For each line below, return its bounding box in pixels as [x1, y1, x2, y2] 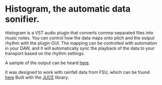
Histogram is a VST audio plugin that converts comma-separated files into [5, 30, 154, 35]
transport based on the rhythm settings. [5, 50, 85, 56]
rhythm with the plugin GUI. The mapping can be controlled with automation [5, 40, 157, 46]
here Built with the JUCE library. [5, 74, 69, 80]
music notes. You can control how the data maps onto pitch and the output [5, 35, 155, 41]
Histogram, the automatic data [5, 3, 131, 15]
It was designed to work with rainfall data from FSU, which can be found [5, 69, 150, 75]
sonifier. [5, 14, 40, 25]
